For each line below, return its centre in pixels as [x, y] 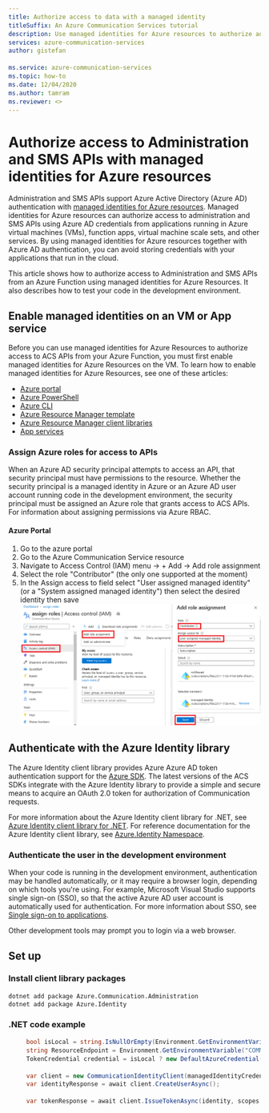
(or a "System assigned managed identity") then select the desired [130, 591]
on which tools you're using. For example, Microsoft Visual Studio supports [132, 889]
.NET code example [47, 1024]
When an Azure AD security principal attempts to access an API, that [122, 470]
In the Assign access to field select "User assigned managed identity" [135, 582]
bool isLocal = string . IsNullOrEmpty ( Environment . [112, 1042]
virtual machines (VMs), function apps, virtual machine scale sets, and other [134, 233]
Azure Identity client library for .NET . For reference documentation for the [129, 825]
